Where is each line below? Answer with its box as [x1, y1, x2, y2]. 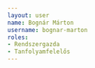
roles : [7, 33, 29, 41]
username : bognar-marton [7, 26, 88, 34]
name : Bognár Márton [7, 19, 75, 27]
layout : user [7, 11, 50, 20]
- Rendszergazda [7, 41, 60, 48]
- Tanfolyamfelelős [7, 48, 71, 55]
